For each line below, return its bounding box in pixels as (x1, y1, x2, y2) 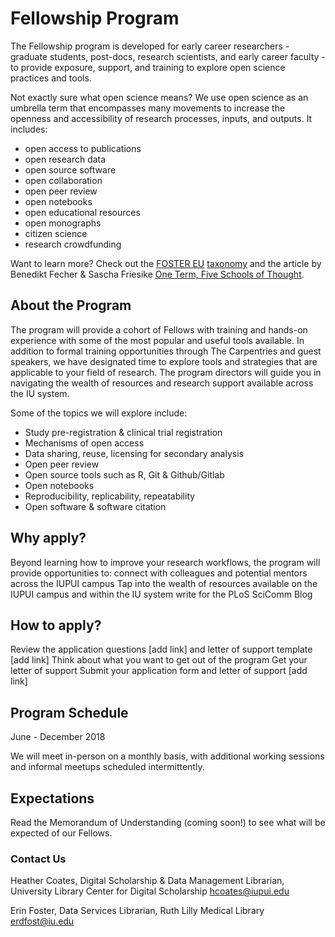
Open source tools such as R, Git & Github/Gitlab (24, 468, 225, 481)
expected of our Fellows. (10, 827, 113, 839)
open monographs (24, 217, 102, 229)
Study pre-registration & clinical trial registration (24, 426, 223, 438)
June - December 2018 (10, 731, 106, 743)
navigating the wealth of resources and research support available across (10, 377, 314, 389)
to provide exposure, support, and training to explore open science (10, 61, 286, 73)
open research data (24, 153, 107, 165)
